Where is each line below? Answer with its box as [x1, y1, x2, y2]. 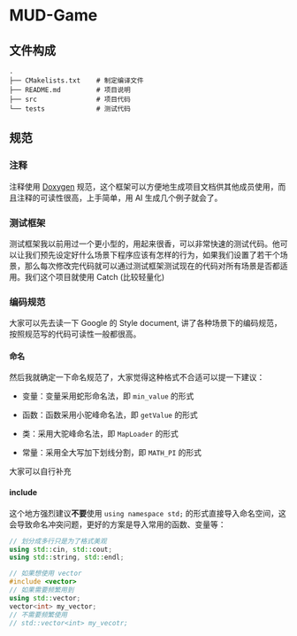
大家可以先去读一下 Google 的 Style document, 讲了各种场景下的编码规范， [9, 318, 282, 329]
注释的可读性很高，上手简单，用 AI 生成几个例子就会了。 [16, 192, 223, 203]
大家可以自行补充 [9, 466, 72, 477]
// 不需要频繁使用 [9, 610, 68, 619]
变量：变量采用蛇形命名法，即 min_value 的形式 [21, 391, 194, 401]
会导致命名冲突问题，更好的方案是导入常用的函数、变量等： [9, 519, 226, 530]
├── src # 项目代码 [9, 95, 131, 104]
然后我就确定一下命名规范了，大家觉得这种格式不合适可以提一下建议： [9, 372, 265, 383]
